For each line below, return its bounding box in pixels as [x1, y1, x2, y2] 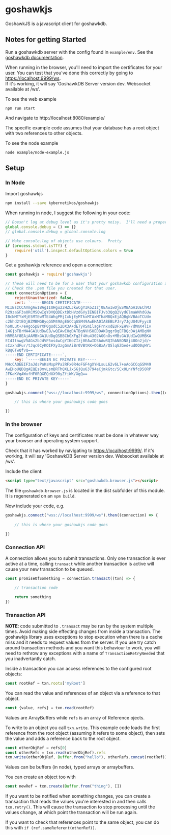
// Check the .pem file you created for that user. [5, 286, 117, 291]
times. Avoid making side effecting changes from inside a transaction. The [5, 628, 161, 635]
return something [14, 594, 51, 599]
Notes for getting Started [5, 35, 87, 44]
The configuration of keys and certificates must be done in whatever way [5, 432, 159, 438]
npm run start [5, 106, 36, 111]
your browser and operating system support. [5, 438, 99, 444]
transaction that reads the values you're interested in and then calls [5, 799, 147, 805]
